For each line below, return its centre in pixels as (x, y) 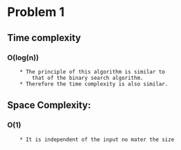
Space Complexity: (49, 105)
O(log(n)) (23, 58)
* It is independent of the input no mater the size (97, 140)
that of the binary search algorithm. (88, 78)
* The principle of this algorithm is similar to (93, 72)
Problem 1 (36, 12)
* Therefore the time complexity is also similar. (94, 84)
